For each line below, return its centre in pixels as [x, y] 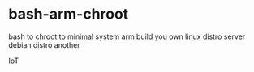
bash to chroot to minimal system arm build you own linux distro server [127, 36]
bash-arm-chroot [69, 14]
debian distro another [44, 44]
